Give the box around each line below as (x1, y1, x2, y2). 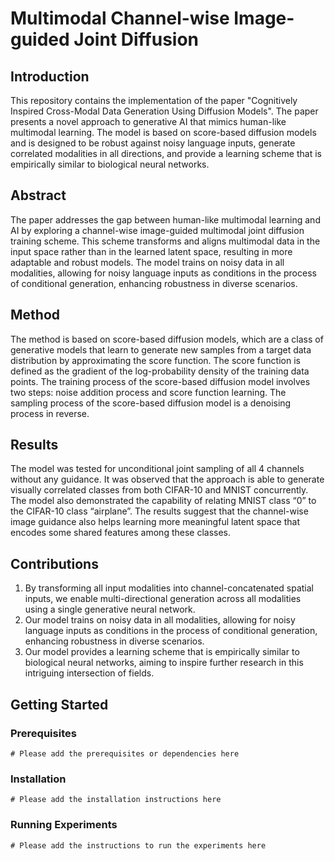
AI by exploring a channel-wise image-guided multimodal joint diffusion (10, 224, 305, 236)
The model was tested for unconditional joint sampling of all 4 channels (10, 463, 305, 475)
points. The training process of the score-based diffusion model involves (10, 375, 311, 387)
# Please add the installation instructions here (10, 795, 222, 805)
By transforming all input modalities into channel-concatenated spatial (24, 582, 314, 594)
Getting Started (10, 696, 109, 713)
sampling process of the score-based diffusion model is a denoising (10, 397, 292, 409)
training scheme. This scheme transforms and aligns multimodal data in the (10, 235, 321, 247)
